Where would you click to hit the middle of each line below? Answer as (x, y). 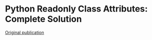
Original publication (25, 32)
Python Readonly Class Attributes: (76, 9)
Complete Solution (43, 19)
